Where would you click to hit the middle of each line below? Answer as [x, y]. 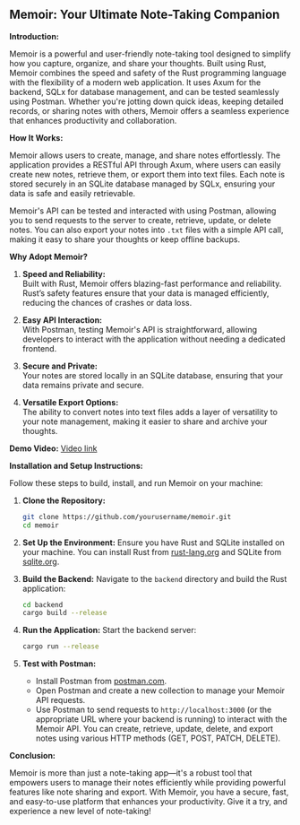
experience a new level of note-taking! [80, 812]
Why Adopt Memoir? [48, 256]
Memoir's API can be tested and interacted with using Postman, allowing [143, 211]
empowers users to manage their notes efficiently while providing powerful [148, 783]
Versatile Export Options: [70, 402]
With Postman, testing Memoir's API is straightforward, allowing [140, 329]
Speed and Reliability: [64, 274]
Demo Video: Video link [53, 448]
